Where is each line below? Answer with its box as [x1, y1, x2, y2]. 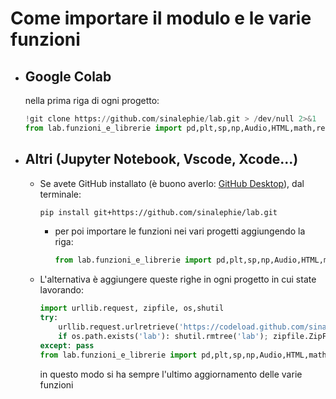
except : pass [39, 340, 95, 351]
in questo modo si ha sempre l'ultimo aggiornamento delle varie [39, 368, 303, 380]
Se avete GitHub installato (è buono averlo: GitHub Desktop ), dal [39, 177, 305, 189]
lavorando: [39, 284, 85, 296]
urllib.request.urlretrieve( [58, 322, 180, 332]
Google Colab [24, 68, 112, 85]
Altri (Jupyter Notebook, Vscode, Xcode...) [24, 151, 299, 168]
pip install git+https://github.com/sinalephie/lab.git [39, 207, 278, 217]
